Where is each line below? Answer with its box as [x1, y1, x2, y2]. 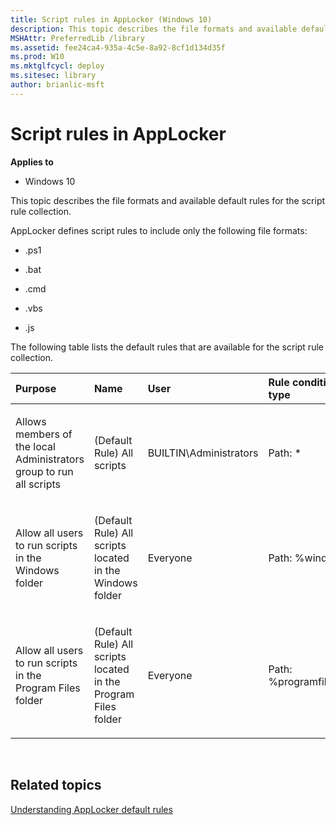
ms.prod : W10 [10, 52, 65, 62]
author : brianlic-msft [10, 80, 105, 90]
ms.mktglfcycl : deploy [10, 61, 105, 71]
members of [15, 427, 73, 441]
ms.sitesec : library [10, 71, 97, 81]
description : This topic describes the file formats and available [10, 24, 298, 34]
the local [15, 439, 56, 453]
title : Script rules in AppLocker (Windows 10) [10, 14, 213, 25]
